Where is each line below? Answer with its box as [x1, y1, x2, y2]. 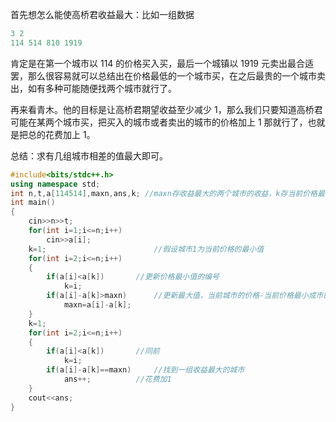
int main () [10, 198, 56, 208]
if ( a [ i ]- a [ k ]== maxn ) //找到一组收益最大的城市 [46, 365, 245, 375]
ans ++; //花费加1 [63, 374, 172, 384]
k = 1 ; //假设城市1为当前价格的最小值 [28, 244, 265, 254]
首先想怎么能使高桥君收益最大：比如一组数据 [10, 9, 195, 20]
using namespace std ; [10, 179, 101, 189]
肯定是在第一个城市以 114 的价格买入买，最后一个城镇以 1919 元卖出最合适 [10, 57, 314, 69]
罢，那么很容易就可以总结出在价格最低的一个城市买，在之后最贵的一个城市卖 [10, 69, 326, 82]
